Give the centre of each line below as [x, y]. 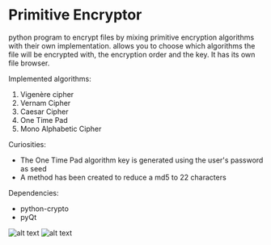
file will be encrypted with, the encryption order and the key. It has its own [132, 54]
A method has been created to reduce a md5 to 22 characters [123, 177]
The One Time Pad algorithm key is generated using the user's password [142, 160]
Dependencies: [34, 192]
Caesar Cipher [44, 112]
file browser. [29, 63]
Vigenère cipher [47, 94]
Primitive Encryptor [75, 15]
